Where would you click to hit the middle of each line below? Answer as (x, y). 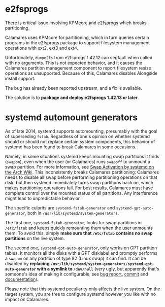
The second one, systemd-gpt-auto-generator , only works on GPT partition (81, 248)
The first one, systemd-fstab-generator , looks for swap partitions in (73, 222)
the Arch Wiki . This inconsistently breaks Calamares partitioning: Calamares (82, 172)
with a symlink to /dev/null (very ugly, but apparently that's (98, 269)
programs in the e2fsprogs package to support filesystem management (78, 42)
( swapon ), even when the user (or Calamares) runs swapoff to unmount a (78, 162)
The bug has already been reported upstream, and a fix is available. (74, 88)
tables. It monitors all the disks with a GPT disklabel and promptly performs (81, 253)
